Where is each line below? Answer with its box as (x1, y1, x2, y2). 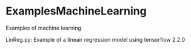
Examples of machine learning (5, 24, 81, 31)
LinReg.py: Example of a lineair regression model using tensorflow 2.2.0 (5, 36, 186, 43)
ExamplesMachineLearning (5, 4, 147, 18)
